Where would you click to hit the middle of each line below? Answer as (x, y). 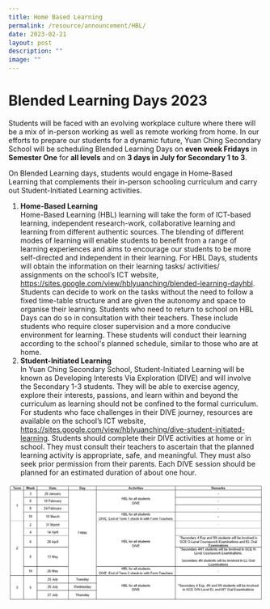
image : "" (25, 60)
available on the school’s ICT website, (83, 421)
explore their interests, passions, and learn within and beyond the (129, 395)
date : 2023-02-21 (38, 34)
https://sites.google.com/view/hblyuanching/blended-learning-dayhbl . (137, 283)
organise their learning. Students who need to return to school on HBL (137, 309)
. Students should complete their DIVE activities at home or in (150, 438)
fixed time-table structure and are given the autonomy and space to (133, 300)
